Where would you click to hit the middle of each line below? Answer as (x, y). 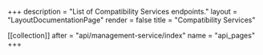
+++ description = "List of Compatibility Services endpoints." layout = (123, 12)
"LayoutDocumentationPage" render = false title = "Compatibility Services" (131, 20)
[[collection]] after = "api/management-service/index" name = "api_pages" (131, 35)
